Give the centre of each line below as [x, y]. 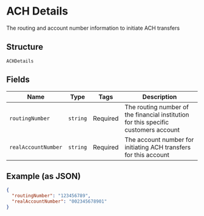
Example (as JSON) [43, 176]
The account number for [159, 140]
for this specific [146, 122]
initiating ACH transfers [158, 147]
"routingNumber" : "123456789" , [51, 196]
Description [160, 96]
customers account [152, 130]
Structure [25, 47]
